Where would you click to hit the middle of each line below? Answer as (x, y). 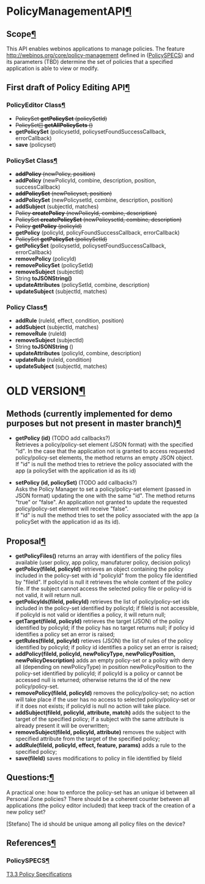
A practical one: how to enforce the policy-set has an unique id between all (101, 792)
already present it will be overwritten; (62, 726)
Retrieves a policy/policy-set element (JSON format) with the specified (104, 445)
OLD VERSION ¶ (46, 391)
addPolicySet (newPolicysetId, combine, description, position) (94, 200)
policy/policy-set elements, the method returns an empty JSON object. (104, 458)
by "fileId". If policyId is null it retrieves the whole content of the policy (103, 582)
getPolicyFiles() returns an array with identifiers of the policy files (99, 556)
